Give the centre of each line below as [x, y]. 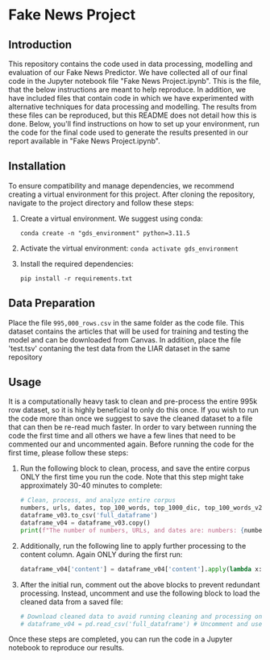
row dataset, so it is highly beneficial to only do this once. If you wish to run [134, 410]
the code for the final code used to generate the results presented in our [128, 132]
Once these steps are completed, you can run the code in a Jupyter [120, 639]
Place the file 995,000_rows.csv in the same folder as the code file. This [126, 322]
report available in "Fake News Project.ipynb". [84, 141]
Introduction [40, 45]
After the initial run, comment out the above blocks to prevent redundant [140, 584]
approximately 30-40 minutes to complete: [91, 486]
